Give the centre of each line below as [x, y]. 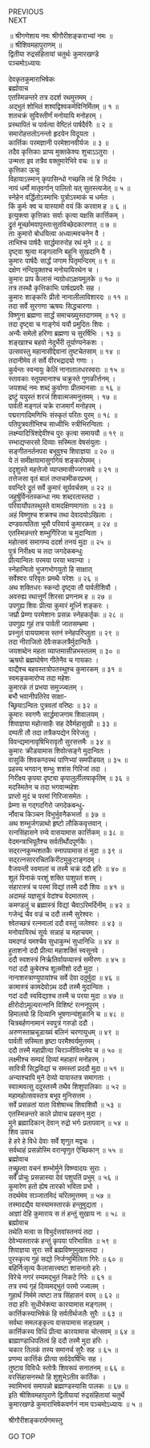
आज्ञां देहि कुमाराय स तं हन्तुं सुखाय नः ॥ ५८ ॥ [67, 1214]
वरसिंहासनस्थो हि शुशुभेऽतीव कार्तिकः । [57, 1377]
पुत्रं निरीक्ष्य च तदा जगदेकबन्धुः [46, 551]
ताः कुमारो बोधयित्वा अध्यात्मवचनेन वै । [57, 234]
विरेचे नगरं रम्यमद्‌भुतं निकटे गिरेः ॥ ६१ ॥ [60, 1277]
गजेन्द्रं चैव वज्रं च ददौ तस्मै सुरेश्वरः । [54, 914]
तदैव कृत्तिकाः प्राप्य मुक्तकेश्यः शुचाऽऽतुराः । [62, 152]
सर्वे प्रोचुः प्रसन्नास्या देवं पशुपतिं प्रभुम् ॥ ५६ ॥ [63, 1177]
